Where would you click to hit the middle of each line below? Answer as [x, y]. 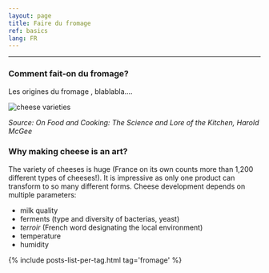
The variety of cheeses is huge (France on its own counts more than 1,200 [131, 169]
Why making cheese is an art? [68, 152]
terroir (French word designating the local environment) [111, 227]
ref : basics [28, 31]
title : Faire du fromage [50, 23]
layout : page [30, 16]
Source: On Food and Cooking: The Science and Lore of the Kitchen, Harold [134, 122]
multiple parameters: [42, 194]
